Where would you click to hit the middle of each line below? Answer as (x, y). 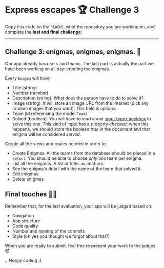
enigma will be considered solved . (46, 134)
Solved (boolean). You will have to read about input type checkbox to (82, 118)
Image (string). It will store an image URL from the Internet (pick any (80, 103)
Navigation (23, 215)
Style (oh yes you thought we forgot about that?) (61, 236)
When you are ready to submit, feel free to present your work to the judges (80, 246)
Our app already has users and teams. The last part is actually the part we (79, 63)
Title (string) (25, 87)
